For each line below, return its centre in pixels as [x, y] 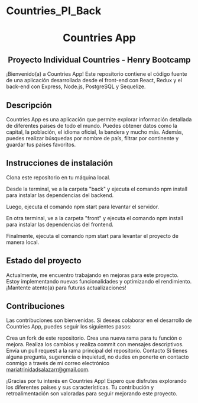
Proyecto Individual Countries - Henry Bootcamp [99, 59]
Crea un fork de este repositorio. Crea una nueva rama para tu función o [94, 338]
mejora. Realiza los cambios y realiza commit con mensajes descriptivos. [95, 344]
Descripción [29, 105]
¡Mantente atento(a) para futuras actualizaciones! [66, 288]
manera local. [23, 242]
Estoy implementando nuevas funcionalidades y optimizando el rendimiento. [99, 281]
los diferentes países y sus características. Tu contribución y [80, 387]
